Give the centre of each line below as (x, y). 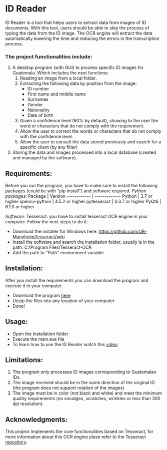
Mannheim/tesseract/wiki (38, 237)
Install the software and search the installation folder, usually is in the (83, 242)
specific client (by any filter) (49, 147)
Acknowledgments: (36, 419)
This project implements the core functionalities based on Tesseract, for (79, 432)
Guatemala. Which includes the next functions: (60, 73)
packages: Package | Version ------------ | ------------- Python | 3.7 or (79, 196)
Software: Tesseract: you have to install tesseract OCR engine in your (77, 217)
